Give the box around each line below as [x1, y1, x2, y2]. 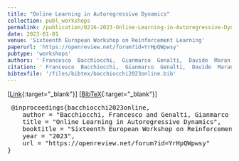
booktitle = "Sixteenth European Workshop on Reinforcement [22, 125, 237, 133]
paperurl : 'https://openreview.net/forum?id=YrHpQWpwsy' [7, 43, 180, 51]
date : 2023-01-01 [7, 30, 59, 38]
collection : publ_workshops [7, 17, 91, 24]
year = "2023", [22, 132, 75, 140]
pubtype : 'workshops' [7, 51, 72, 58]
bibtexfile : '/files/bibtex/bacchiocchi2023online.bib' [7, 70, 176, 77]
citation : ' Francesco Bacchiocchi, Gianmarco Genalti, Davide [7, 63, 212, 71]
